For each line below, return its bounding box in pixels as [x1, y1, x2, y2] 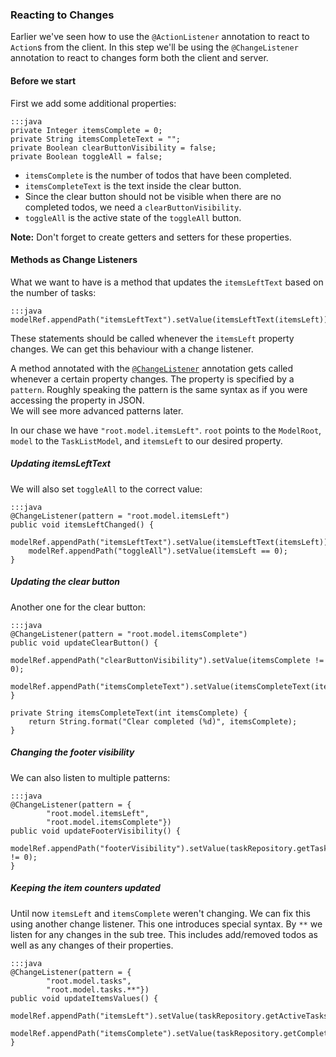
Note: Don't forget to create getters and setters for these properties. [10, 231, 292, 243]
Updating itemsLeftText [10, 458, 111, 470]
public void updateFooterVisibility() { [10, 826, 182, 836]
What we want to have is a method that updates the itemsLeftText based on [10, 276, 324, 288]
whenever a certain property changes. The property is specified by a [10, 373, 295, 385]
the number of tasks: [10, 286, 97, 298]
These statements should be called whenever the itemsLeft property [10, 332, 295, 344]
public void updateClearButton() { [10, 638, 159, 648]
